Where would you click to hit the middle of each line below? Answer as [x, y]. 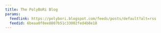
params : [13, 14]
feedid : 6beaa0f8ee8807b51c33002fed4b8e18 [53, 23]
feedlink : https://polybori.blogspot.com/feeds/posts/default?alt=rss [83, 18]
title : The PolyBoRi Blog [31, 9]
